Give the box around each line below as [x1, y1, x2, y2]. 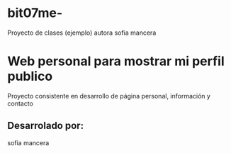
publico [7, 69, 53, 84]
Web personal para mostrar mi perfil [7, 53, 225, 69]
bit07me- [7, 5, 63, 21]
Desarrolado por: [7, 120, 84, 132]
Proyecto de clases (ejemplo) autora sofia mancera [7, 28, 157, 37]
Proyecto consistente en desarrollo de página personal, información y [7, 91, 211, 100]
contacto [7, 99, 34, 108]
